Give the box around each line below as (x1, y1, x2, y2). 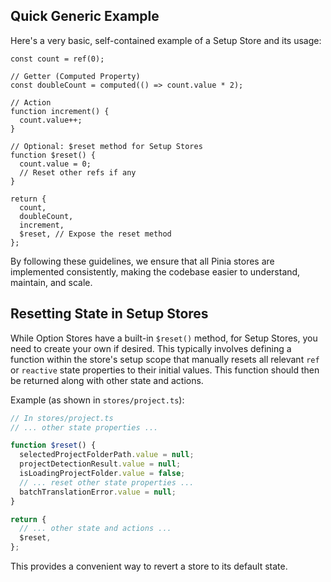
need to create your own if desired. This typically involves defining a (10, 342, 292, 354)
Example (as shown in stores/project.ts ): (10, 394, 185, 406)
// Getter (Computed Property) (10, 71, 141, 81)
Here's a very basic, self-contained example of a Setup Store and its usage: (10, 34, 322, 46)
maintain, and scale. (10, 276, 93, 288)
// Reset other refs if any (19, 167, 137, 178)
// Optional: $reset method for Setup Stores (10, 141, 203, 151)
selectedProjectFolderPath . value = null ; (19, 450, 195, 460)
